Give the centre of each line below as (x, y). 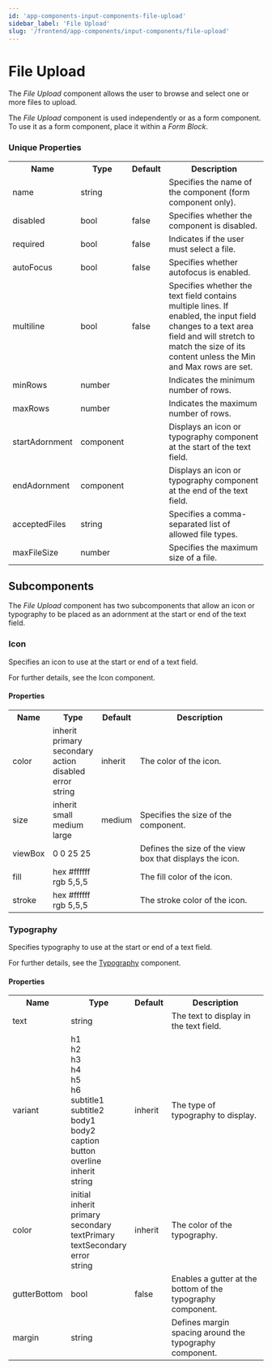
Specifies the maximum (213, 547)
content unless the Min (212, 356)
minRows (30, 385)
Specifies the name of (210, 182)
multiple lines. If (199, 305)
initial (81, 1194)
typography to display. (214, 1116)
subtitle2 (87, 1111)
